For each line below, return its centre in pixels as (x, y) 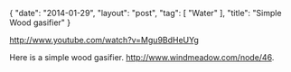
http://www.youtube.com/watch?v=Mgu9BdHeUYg (104, 40)
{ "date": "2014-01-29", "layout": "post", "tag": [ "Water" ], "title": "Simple (145, 13)
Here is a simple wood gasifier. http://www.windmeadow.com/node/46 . (142, 57)
